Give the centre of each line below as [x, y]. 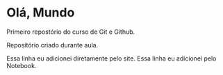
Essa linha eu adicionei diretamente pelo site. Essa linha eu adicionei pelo [111, 58]
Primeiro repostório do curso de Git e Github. [71, 32]
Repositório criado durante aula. [52, 45]
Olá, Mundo [41, 13]
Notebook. [22, 65]
